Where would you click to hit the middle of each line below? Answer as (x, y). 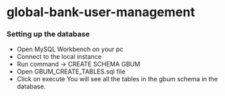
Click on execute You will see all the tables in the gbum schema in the (117, 79)
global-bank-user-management (101, 12)
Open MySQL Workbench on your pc (70, 49)
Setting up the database (48, 34)
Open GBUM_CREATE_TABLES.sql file (71, 71)
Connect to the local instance (59, 57)
